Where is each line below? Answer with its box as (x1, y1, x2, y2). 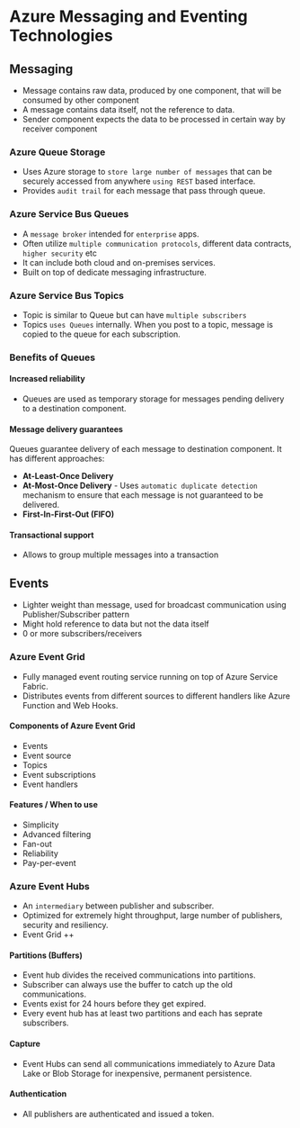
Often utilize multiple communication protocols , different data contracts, (22, 238, 292, 248)
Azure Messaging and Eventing (9, 6, 249, 27)
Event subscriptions (22, 769, 96, 780)
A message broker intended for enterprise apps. (22, 228, 199, 239)
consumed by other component (22, 95, 139, 105)
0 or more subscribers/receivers (22, 628, 142, 639)
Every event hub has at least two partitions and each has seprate (22, 1008, 263, 1019)
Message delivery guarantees (9, 423, 124, 434)
